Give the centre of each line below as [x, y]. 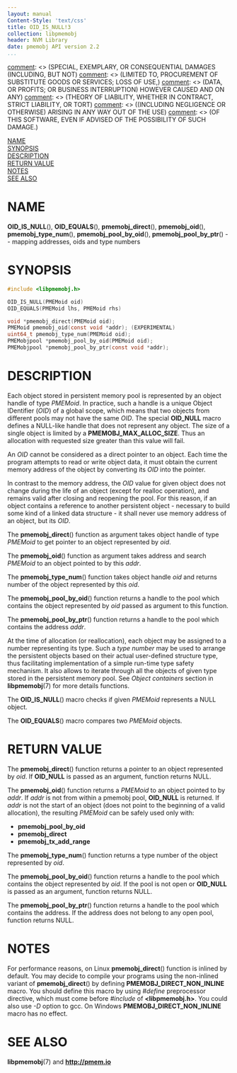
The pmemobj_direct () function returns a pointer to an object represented [115, 769]
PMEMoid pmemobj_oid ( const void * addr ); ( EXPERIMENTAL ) [91, 328]
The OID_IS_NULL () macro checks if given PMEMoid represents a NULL [112, 699]
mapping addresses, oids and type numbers [76, 241]
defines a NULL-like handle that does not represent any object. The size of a [118, 425]
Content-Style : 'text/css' [47, 21]
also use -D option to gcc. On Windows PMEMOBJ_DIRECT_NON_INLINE [114, 1006]
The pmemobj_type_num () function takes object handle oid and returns [112, 577]
